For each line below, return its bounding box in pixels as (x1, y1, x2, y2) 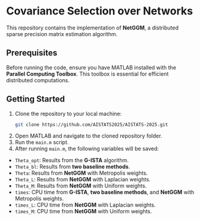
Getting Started (6, 94, 65, 104)
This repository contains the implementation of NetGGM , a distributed (6, 24, 179, 31)
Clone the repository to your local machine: (14, 110, 122, 117)
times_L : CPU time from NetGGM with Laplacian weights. (14, 201, 156, 208)
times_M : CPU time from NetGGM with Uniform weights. (14, 208, 152, 215)
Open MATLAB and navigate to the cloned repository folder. (14, 132, 163, 139)
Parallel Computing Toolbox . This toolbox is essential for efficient (6, 70, 169, 77)
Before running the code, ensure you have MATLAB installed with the (6, 64, 177, 71)
